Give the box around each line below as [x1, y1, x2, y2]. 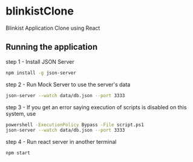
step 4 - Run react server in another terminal [5, 138, 117, 146]
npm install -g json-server [5, 70, 77, 76]
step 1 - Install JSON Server [5, 58, 74, 65]
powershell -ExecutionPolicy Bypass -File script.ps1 [5, 121, 145, 128]
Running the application [5, 42, 98, 52]
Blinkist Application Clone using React [5, 24, 100, 32]
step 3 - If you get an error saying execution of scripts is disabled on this [5, 103, 187, 110]
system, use [5, 110, 36, 117]
